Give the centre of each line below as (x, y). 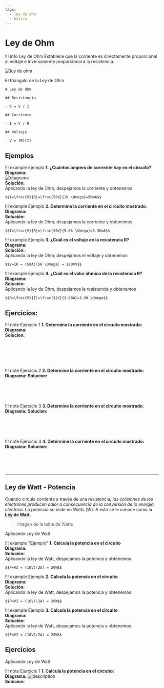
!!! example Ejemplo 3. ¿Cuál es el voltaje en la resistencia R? (67, 240)
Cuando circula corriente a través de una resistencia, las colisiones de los (79, 499)
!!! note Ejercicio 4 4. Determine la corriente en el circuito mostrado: (75, 441)
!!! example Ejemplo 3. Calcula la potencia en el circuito (61, 610)
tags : (10, 10)
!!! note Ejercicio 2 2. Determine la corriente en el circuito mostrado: (74, 370)
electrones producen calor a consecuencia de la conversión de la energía (80, 504)
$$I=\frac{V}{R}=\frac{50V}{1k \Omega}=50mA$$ (53, 197)
